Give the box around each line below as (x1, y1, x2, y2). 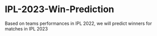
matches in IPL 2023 (5, 25, 48, 31)
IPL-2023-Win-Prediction (5, 4, 115, 15)
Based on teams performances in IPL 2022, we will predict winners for (5, 20, 152, 26)
